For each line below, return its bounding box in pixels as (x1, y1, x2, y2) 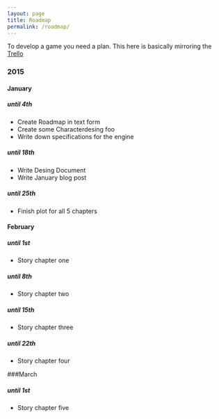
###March (7, 370, 38, 379)
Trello (7, 49, 24, 58)
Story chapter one (17, 256, 70, 264)
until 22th (7, 339, 36, 347)
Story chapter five (17, 404, 70, 412)
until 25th (7, 189, 36, 198)
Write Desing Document (17, 166, 86, 174)
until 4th (7, 100, 33, 109)
